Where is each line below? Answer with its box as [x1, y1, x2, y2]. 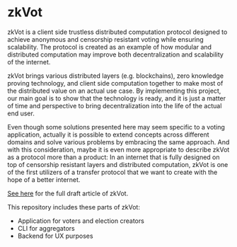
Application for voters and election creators [17, 217, 145, 225]
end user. [7, 109, 35, 117]
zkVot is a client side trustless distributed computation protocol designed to [7, 28, 228, 36]
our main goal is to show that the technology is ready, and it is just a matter [7, 93, 226, 103]
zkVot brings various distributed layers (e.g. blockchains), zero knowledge [7, 71, 224, 80]
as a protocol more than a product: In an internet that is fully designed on [7, 153, 221, 161]
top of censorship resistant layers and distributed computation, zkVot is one [7, 160, 229, 168]
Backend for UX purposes [17, 231, 93, 240]
